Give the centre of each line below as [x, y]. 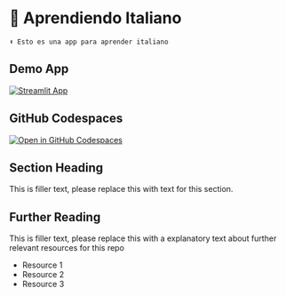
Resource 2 [43, 275]
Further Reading [55, 217]
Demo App [39, 69]
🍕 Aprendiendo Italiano [95, 18]
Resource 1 [42, 265]
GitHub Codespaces [66, 119]
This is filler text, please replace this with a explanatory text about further [143, 238]
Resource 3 [43, 284]
